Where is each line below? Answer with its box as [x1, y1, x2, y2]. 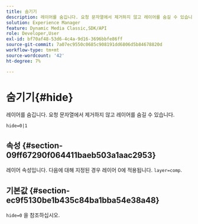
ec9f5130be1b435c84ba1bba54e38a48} [6, 195, 160, 205]
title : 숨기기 [6, 8, 37, 15]
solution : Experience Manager [6, 20, 81, 25]
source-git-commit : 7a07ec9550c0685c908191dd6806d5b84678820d [6, 42, 163, 48]
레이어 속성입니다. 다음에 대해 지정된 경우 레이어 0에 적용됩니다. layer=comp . [6, 167, 182, 174]
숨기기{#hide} [6, 90, 74, 104]
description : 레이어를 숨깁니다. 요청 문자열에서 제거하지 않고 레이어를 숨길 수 [6, 14, 178, 20]
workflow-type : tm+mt [6, 47, 60, 53]
